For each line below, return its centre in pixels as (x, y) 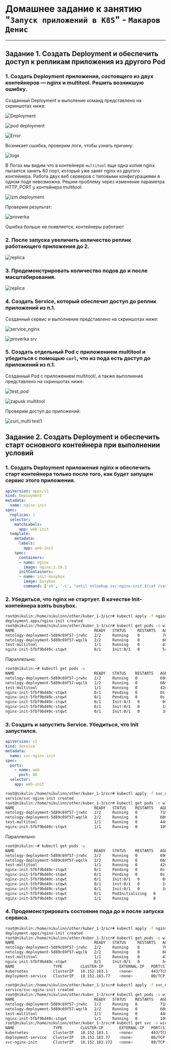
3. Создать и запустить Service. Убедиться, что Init (72, 724)
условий (20, 453)
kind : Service (20, 746)
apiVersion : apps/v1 (27, 491)
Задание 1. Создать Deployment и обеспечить (82, 54)
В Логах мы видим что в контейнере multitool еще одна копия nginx (80, 165)
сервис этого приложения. (40, 480)
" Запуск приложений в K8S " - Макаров (83, 20)
